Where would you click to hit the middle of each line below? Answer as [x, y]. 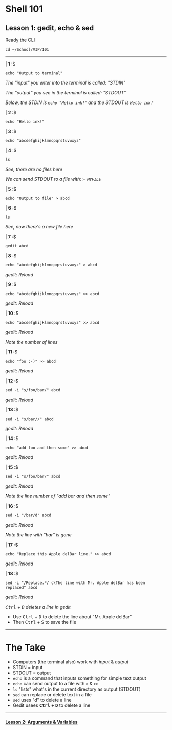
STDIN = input [28, 667]
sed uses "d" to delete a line [42, 700]
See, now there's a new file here [39, 227]
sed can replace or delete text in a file [52, 694]
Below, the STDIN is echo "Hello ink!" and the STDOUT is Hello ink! [79, 102]
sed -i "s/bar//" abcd [29, 419]
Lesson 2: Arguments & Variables [41, 722]
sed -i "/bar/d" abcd [28, 515]
